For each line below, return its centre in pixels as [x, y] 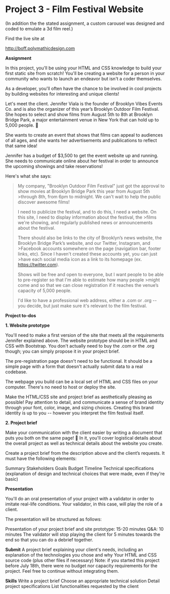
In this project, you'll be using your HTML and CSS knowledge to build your [83, 68]
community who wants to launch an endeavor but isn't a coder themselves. [83, 78]
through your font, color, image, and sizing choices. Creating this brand [79, 407]
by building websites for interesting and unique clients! [62, 94]
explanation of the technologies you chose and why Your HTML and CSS [81, 555]
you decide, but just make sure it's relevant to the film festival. [82, 306]
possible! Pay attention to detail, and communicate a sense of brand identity [84, 402]
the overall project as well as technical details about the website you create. [84, 443]
